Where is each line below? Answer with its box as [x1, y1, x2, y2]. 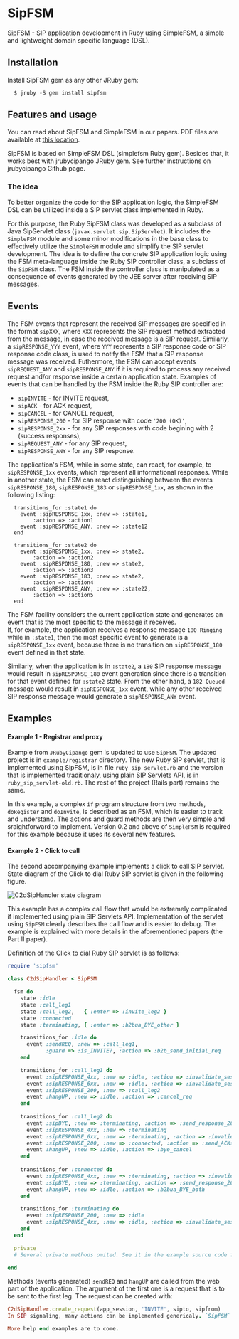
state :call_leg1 [20, 1001, 72, 1008]
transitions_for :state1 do [14, 504, 97, 512]
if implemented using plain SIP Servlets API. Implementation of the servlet [7, 912, 223, 921]
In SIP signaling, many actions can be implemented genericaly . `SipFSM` [7, 1313, 231, 1320]
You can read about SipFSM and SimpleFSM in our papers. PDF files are [7, 127, 218, 136]
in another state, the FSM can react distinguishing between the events [7, 475, 213, 484]
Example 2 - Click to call [7, 846, 80, 854]
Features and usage [7, 109, 97, 121]
